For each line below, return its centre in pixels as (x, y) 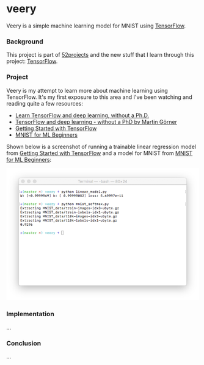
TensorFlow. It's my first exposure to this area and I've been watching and (99, 97)
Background (25, 42)
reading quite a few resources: (45, 103)
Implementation (31, 314)
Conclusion (24, 343)
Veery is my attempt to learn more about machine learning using (87, 90)
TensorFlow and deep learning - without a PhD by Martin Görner (96, 121)
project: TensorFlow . (32, 61)
